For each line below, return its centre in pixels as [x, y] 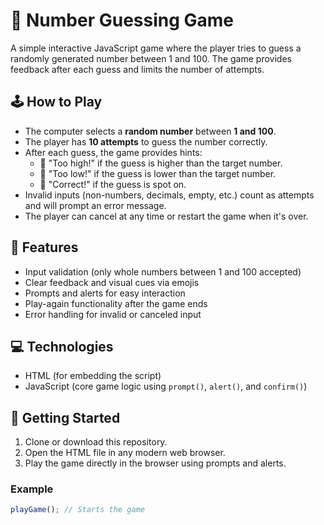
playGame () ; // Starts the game [77, 510]
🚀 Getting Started [65, 417]
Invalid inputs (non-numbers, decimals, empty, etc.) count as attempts [169, 195]
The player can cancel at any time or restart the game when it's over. [166, 216]
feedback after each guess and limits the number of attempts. [137, 69]
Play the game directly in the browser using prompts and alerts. [155, 463]
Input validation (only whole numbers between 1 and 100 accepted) [163, 271]
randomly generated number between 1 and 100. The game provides [151, 58]
